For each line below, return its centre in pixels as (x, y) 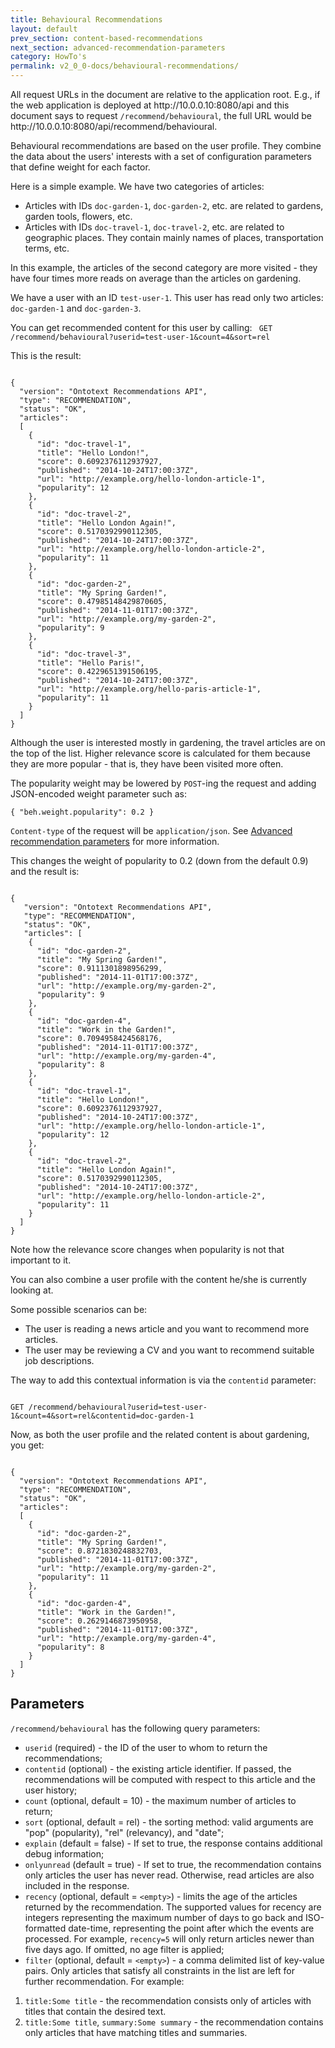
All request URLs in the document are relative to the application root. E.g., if (165, 94)
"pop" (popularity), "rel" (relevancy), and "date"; (124, 1832)
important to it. (41, 1260)
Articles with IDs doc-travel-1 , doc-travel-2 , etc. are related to (154, 227)
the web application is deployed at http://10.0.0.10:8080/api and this (150, 105)
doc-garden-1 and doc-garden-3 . (76, 308)
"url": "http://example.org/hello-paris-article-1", (149, 689)
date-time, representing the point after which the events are (191, 1928)
